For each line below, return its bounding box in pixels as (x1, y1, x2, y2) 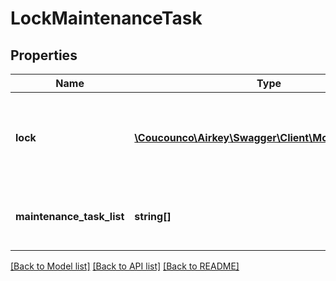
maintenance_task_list (15, 210, 125, 223)
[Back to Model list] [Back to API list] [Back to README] (10, 260, 240, 272)
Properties (10, 47, 78, 64)
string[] (134, 210, 172, 223)
